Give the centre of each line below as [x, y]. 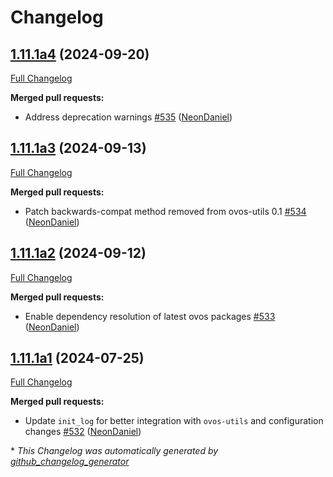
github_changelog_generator [70, 462]
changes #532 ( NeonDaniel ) [83, 432]
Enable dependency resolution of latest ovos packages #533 [150, 316]
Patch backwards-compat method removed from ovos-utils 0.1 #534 [165, 211]
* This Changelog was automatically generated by [114, 451]
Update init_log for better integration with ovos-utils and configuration [174, 421]
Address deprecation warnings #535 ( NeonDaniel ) [128, 117]
